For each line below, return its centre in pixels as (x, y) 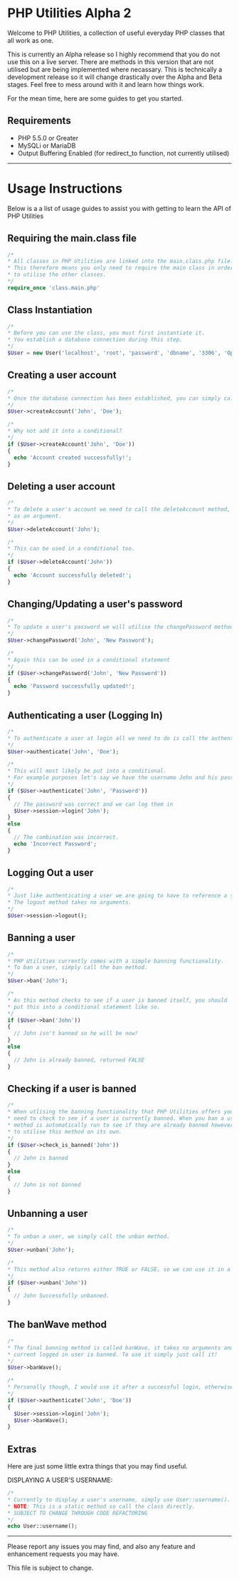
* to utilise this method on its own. (65, 1131)
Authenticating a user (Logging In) (85, 715)
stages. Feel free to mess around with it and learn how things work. (106, 84)
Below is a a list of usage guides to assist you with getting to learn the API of (119, 208)
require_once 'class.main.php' (54, 288)
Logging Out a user (51, 873)
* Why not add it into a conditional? (65, 431)
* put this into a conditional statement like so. (84, 1007)
